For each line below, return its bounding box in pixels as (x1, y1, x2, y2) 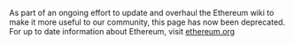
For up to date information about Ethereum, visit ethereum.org (9, 26, 236, 36)
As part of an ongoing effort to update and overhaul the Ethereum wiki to (9, 8, 275, 18)
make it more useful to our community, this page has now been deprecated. (9, 17, 286, 27)
